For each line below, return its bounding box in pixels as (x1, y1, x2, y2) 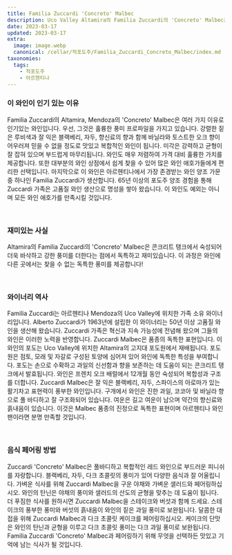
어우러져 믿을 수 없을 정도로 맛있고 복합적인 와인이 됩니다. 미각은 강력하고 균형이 (7, 141, 223, 149)
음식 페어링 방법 (7, 445, 57, 455)
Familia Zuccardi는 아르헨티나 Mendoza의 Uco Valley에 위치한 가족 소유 (7, 309, 205, 318)
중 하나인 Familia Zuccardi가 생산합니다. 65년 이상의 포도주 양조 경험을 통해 (7, 176, 212, 184)
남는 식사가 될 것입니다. (19, 540, 83, 548)
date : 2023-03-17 (7, 23, 57, 30)
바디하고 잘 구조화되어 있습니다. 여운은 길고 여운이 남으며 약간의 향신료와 (27, 395, 223, 404)
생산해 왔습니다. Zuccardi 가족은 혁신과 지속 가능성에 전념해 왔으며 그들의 (19, 326, 218, 335)
